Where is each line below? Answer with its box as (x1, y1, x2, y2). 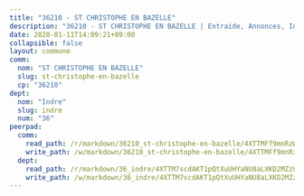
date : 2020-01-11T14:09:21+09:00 (9, 30, 136, 39)
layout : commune (9, 47, 71, 56)
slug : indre (17, 106, 63, 115)
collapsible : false (9, 38, 83, 48)
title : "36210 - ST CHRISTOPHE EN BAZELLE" (9, 13, 176, 23)
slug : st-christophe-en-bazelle (17, 72, 140, 81)
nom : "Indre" (17, 97, 67, 107)
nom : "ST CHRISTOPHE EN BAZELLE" (17, 64, 144, 73)
